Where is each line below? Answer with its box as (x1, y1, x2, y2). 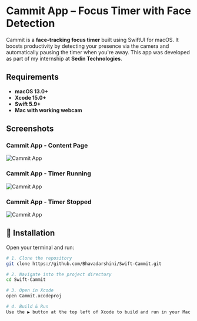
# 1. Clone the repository (6, 255, 72, 261)
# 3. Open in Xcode (6, 287, 54, 293)
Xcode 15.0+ (14, 94, 46, 101)
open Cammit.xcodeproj (6, 293, 62, 299)
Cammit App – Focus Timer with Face (6, 4, 191, 18)
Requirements (6, 72, 59, 82)
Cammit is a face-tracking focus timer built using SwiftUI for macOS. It (6, 36, 179, 43)
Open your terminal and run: (6, 244, 75, 251)
